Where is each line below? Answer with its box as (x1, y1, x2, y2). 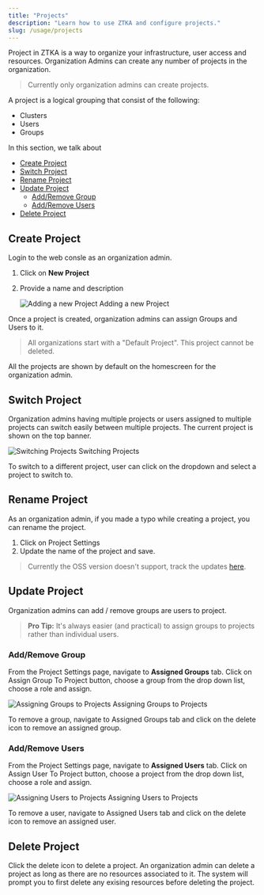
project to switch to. (8, 470, 74, 479)
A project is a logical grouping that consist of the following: (8, 96, 200, 105)
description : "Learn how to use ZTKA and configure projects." (8, 19, 221, 27)
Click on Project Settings (19, 538, 100, 547)
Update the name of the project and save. (19, 546, 156, 555)
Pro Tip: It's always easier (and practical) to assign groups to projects (27, 621, 255, 630)
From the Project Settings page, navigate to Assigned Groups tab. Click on (8, 667, 252, 676)
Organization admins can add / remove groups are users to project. (8, 605, 227, 615)
